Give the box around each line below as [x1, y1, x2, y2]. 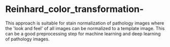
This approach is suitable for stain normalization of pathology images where [5, 20, 164, 26]
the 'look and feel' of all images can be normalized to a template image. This [5, 25, 165, 31]
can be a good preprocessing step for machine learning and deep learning [5, 30, 161, 36]
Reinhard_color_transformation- [5, 3, 144, 15]
